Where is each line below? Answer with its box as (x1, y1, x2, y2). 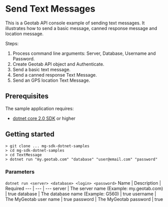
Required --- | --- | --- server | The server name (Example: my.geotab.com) (5, 185, 163, 191)
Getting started (5, 130, 55, 139)
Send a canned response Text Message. (12, 72, 97, 78)
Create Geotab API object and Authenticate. (12, 61, 105, 67)
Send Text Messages (5, 3, 95, 15)
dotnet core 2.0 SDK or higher (12, 115, 76, 121)
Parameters (5, 168, 35, 176)
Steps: (5, 40, 19, 46)
